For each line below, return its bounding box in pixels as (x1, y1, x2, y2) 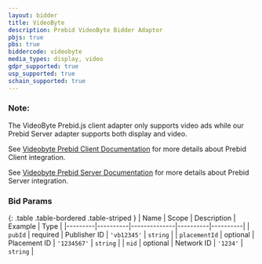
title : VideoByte (8, 19, 65, 27)
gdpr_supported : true (8, 63, 79, 71)
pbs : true (8, 41, 41, 49)
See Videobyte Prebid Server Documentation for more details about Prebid (8, 168, 249, 177)
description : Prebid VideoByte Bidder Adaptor (8, 26, 163, 34)
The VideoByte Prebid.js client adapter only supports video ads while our (8, 121, 245, 130)
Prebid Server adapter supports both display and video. (8, 128, 187, 138)
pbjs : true (8, 33, 44, 42)
